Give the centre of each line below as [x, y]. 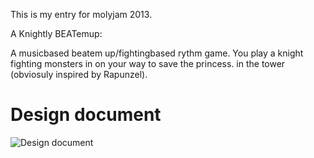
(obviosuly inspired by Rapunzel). [79, 74]
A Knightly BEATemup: [56, 33]
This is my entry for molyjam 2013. [81, 14]
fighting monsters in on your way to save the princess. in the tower [148, 63]
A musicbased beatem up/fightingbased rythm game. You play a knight [157, 53]
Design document [86, 115]
